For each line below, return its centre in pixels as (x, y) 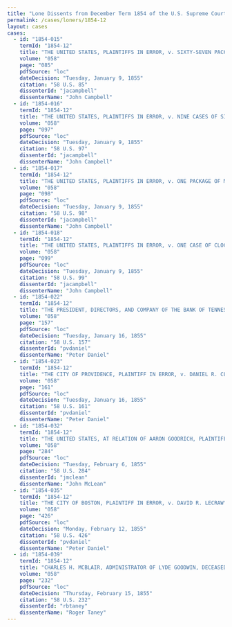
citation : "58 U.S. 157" (55, 342)
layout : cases (28, 26)
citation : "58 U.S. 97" (54, 149)
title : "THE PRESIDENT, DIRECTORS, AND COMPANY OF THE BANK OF (113, 310)
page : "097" (37, 130)
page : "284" (37, 452)
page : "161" (37, 387)
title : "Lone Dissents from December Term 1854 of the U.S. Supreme (108, 14)
